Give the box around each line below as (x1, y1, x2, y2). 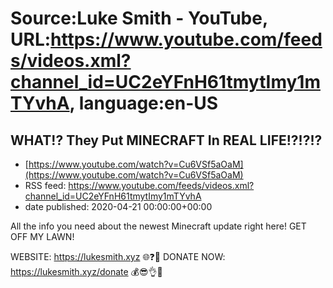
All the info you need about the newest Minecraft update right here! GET (10, 220, 307, 232)
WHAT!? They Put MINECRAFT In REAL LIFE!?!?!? (10, 132, 323, 149)
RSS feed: (24, 180, 67, 191)
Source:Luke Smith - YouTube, (10, 7, 268, 30)
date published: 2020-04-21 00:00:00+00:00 (24, 201, 213, 212)
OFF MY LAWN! (10, 231, 75, 242)
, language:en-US (69, 92, 219, 115)
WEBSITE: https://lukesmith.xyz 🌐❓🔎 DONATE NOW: (10, 251, 226, 262)
